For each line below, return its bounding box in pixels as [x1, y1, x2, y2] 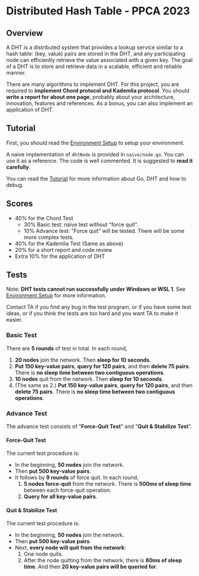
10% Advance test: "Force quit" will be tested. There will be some [23, 227, 185, 234]
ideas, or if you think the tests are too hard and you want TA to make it [6, 310, 179, 317]
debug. [6, 181, 24, 189]
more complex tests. [23, 233, 74, 241]
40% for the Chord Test [14, 214, 73, 221]
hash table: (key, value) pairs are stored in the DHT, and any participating [6, 50, 186, 57]
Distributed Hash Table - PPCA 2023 [6, 4, 190, 18]
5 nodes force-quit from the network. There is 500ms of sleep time [23, 480, 192, 488]
